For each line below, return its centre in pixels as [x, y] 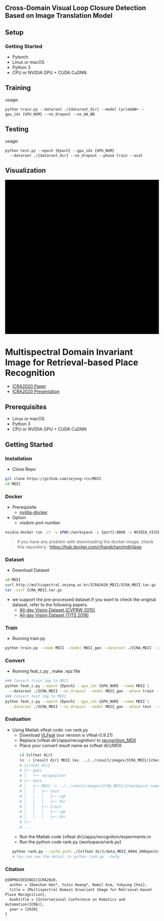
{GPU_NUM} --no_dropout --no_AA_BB [59, 114]
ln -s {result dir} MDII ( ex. [50, 760]
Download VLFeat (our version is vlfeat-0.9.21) [66, 735]
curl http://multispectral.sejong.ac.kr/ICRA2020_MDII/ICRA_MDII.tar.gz [81, 585]
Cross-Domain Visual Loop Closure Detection [76, 8]
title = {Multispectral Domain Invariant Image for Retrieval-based [81, 890]
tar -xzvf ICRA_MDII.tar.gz [34, 590]
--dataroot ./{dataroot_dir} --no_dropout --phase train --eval [76, 155]
